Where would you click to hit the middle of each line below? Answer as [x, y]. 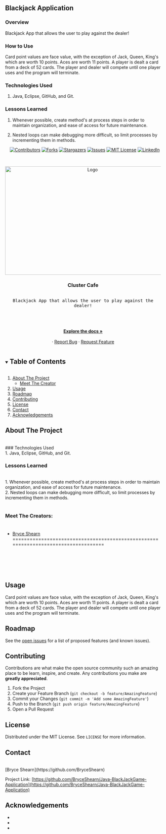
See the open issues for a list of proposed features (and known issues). [78, 641]
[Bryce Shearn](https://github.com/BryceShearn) [55, 770]
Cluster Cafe [83, 285]
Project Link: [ [19, 779]
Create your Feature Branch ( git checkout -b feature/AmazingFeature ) [85, 694]
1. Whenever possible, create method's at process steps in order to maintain [83, 482]
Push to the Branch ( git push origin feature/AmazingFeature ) [76, 704]
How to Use [19, 46]
